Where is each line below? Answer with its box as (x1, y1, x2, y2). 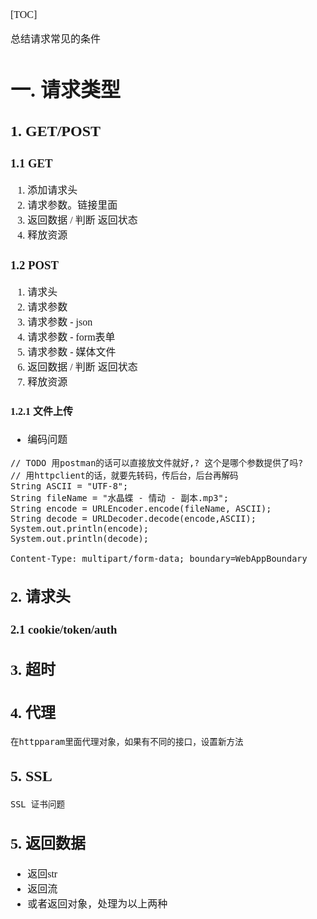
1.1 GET (10, 156, 53, 170)
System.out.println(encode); (10, 523, 149, 534)
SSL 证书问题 (10, 799, 66, 810)
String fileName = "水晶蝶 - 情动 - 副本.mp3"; (10, 492, 229, 503)
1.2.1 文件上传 (10, 405, 74, 417)
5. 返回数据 (10, 834, 86, 852)
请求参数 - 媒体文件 (27, 346, 117, 358)
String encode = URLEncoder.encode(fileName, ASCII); (10, 503, 272, 514)
